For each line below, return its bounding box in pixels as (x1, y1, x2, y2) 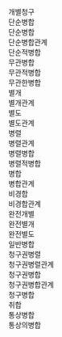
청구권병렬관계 (8, 259, 55, 269)
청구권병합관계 (8, 280, 55, 289)
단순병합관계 (8, 37, 48, 47)
